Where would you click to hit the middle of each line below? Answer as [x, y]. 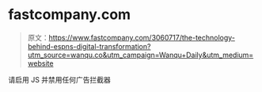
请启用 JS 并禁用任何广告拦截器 [59, 79]
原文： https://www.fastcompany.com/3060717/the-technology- [131, 37]
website [40, 63]
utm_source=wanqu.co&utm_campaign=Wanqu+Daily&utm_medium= [140, 55]
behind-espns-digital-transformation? [89, 46]
